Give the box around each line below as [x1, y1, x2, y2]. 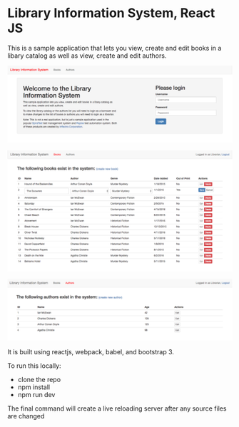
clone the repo [17, 375, 61, 384]
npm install [17, 383, 51, 391]
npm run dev [17, 390, 56, 398]
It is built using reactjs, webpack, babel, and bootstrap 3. [7, 347, 175, 356]
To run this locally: [7, 361, 62, 370]
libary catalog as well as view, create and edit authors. [7, 51, 167, 60]
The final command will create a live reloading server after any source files [7, 404, 227, 413]
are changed [7, 411, 45, 420]
